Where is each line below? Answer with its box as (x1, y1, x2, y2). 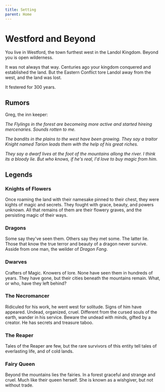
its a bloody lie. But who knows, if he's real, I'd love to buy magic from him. (5, 156, 158, 162)
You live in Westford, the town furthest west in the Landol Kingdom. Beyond (5, 49, 159, 55)
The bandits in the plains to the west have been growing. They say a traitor (5, 136, 158, 142)
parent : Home (5, 12, 32, 17)
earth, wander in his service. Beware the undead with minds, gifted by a (5, 314, 151, 320)
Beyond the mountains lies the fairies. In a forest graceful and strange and (5, 372, 156, 378)
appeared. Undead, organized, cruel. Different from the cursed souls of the (5, 309, 158, 315)
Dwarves (5, 259, 27, 266)
